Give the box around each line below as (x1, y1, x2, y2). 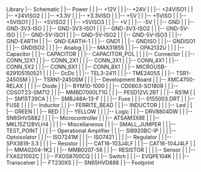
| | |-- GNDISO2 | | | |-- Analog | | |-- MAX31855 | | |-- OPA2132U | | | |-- (6, 44, 185, 51)
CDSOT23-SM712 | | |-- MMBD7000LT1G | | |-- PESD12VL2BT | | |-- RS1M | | (6, 89, 196, 96)
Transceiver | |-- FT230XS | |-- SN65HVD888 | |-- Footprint (6, 159, 155, 166)
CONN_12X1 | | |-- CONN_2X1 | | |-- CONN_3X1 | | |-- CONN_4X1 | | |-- (6, 57, 179, 64)
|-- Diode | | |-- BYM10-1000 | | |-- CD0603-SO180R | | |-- (34, 82, 179, 90)
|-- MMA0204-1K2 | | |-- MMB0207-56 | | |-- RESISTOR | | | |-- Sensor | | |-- (6, 146, 196, 153)
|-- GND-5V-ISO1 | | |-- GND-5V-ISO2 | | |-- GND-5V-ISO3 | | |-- (23, 31, 182, 38)
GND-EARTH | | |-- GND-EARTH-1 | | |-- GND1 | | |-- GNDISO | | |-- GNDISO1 (6, 38, 196, 45)
